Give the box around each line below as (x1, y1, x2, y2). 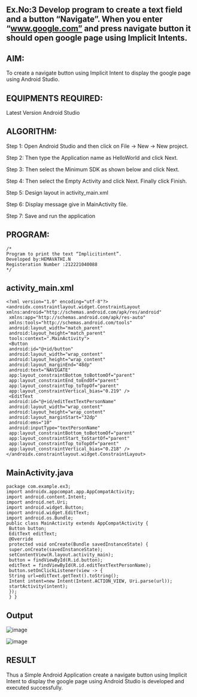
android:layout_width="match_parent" (8, 325, 103, 331)
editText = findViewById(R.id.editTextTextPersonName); (8, 562, 151, 568)
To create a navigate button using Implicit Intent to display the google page (6, 69, 191, 77)
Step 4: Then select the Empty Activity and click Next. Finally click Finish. (6, 177, 187, 184)
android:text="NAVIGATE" (8, 367, 71, 373)
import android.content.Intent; (6, 494, 87, 501)
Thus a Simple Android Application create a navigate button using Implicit (6, 671, 187, 678)
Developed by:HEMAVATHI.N (6, 256, 71, 262)
